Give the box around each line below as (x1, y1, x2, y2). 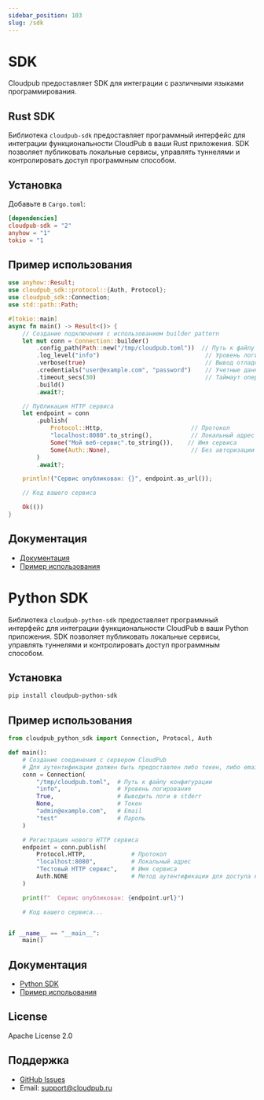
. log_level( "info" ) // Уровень (36, 351, 241, 360)
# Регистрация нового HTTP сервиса (22, 836, 139, 844)
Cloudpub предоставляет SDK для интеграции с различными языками (8, 79, 244, 88)
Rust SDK (8, 109, 56, 123)
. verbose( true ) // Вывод (36, 359, 234, 367)
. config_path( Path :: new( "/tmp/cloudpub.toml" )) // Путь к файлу (36, 344, 255, 352)
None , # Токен (36, 800, 143, 808)
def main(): (8, 749, 47, 757)
